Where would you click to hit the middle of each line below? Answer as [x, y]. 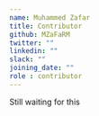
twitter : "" [31, 43]
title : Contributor [46, 26]
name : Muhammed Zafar [50, 18]
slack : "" [28, 59]
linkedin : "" [34, 51]
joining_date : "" [42, 68]
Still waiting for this [45, 102]
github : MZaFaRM [40, 34]
